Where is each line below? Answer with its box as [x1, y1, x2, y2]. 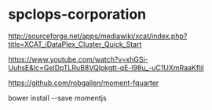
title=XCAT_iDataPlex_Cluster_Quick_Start [8, 39, 142, 48]
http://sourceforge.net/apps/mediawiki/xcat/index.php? [8, 31, 188, 41]
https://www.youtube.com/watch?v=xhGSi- [8, 55, 148, 64]
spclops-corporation [8, 5, 147, 23]
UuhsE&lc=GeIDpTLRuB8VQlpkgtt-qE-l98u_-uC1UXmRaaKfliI [8, 62, 204, 72]
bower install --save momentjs [8, 93, 108, 102]
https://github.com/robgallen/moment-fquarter [8, 78, 159, 87]
